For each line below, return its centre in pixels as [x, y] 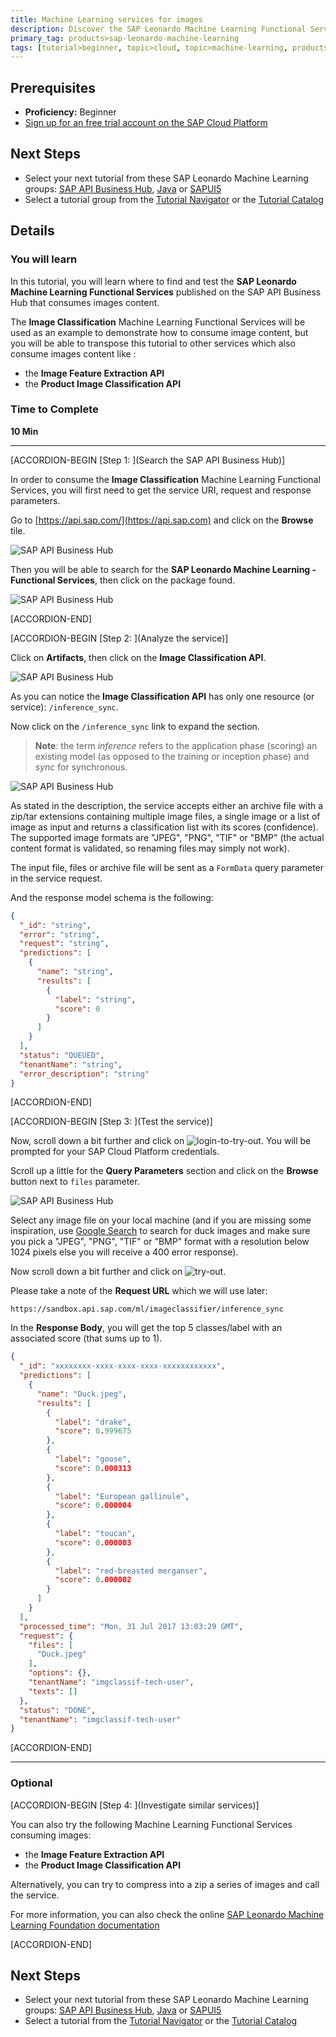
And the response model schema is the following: [112, 897]
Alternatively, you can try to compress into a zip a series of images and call [165, 1884]
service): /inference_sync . [64, 707]
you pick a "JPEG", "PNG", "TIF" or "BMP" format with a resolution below [160, 1242]
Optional [31, 1783]
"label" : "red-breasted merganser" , [131, 1571]
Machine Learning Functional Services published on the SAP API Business [166, 292]
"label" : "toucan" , [95, 1534]
